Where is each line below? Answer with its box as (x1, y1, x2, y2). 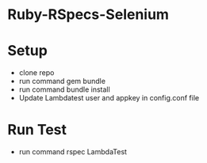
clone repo (18, 68, 55, 78)
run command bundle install (18, 85, 110, 94)
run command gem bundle (18, 77, 106, 86)
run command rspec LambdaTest (18, 147, 128, 157)
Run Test (7, 121, 67, 139)
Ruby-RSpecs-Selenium (7, 6, 170, 24)
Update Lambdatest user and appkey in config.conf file (18, 93, 200, 103)
